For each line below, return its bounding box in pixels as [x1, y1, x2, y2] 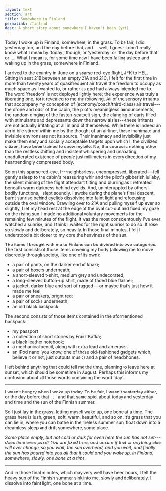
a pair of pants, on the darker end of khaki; [12, 262, 100, 268]
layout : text [5, 7, 32, 12]
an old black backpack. [12, 304, 60, 310]
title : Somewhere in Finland [5, 16, 65, 21]
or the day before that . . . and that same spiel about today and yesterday [5, 394, 154, 400]
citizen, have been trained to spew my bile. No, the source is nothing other [5, 144, 157, 149]
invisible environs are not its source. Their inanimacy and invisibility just [5, 133, 151, 139]
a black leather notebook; [12, 339, 65, 344]
